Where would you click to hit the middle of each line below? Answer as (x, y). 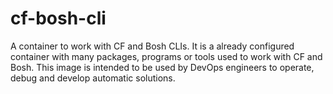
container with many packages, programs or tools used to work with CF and (166, 56)
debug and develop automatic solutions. (93, 78)
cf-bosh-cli (58, 18)
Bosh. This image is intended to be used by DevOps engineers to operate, (162, 67)
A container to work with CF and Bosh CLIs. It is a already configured (152, 46)
